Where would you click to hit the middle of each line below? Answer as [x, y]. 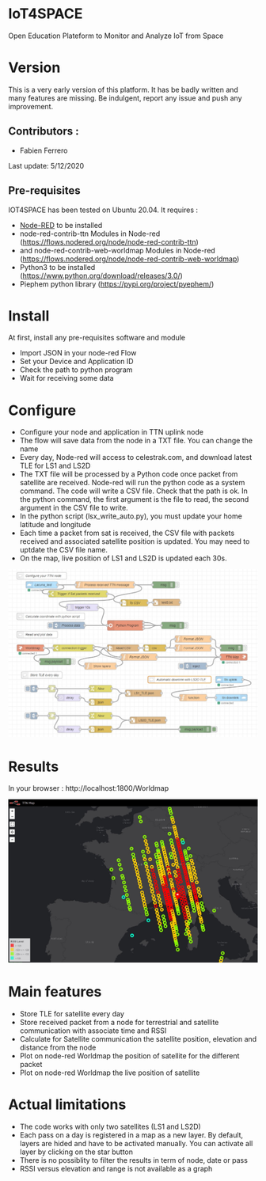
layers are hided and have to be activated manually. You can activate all [136, 1143]
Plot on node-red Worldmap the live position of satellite [110, 1073]
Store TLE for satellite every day [72, 1013]
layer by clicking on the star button [76, 1152]
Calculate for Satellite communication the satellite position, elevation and [138, 1039]
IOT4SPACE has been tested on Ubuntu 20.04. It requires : [103, 210]
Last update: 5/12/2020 [46, 165]
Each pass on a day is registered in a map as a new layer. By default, [131, 1135]
